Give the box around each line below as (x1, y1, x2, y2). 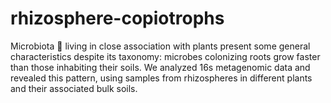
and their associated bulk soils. (10, 82, 138, 94)
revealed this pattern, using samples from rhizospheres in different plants (10, 72, 313, 84)
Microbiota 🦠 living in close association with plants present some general (10, 40, 311, 52)
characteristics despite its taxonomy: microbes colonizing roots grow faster (10, 50, 321, 62)
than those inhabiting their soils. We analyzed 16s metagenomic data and (10, 61, 311, 73)
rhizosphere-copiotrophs (10, 7, 225, 30)
